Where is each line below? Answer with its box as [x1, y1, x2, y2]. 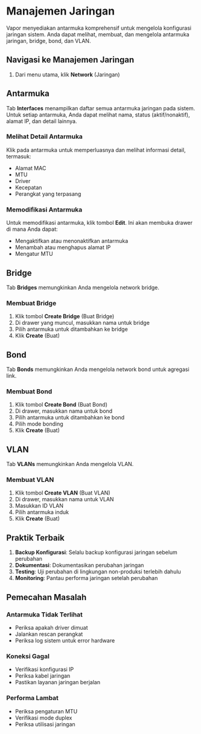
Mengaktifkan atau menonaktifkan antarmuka [14, 238, 129, 245]
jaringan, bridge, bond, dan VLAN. [6, 37, 91, 44]
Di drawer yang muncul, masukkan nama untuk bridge [14, 319, 150, 327]
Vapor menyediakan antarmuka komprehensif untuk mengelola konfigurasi [6, 24, 192, 32]
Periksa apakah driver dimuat [14, 624, 88, 631]
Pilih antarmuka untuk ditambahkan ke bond [14, 414, 125, 421]
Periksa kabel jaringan [14, 672, 71, 679]
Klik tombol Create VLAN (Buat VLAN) [14, 489, 110, 496]
